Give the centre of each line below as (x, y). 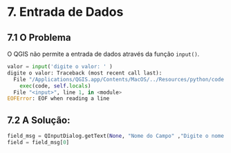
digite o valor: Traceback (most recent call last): (85, 73)
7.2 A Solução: (39, 120)
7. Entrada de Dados (65, 12)
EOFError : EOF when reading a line (58, 99)
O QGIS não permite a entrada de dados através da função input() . (103, 54)
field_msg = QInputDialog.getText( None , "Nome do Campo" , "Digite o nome (116, 136)
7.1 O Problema (39, 38)
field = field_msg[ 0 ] (38, 142)
